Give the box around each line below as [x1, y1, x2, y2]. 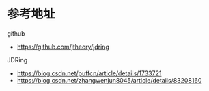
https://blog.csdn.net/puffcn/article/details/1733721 [16, 69, 162, 77]
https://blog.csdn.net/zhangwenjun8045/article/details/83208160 [16, 76, 202, 84]
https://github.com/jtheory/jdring [16, 42, 109, 51]
